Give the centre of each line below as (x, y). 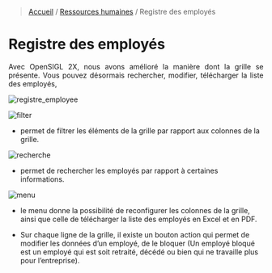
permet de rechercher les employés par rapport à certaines (119, 170)
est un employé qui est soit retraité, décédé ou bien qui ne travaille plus (139, 252)
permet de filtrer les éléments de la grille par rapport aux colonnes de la (140, 130)
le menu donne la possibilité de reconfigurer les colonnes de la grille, (135, 210)
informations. (42, 179)
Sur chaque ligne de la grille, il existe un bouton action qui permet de (135, 234)
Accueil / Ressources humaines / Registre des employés (122, 12)
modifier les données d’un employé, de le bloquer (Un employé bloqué (137, 243)
